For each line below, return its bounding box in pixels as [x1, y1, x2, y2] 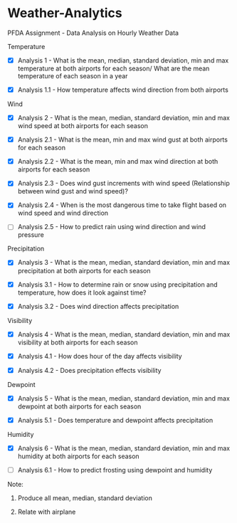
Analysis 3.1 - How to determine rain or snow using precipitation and [17, 280, 218, 289]
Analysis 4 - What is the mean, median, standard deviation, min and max [17, 329, 231, 339]
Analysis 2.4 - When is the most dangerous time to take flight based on [17, 201, 226, 209]
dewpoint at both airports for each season [17, 402, 142, 411]
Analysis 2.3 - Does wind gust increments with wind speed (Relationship [17, 179, 230, 188]
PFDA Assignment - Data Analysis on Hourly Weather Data [7, 28, 179, 37]
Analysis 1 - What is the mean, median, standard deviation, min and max [17, 56, 229, 65]
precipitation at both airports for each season [17, 266, 151, 275]
